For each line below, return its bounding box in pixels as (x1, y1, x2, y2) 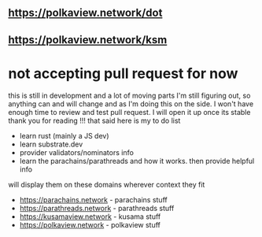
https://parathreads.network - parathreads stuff (19, 203, 175, 213)
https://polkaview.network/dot (8, 6, 163, 20)
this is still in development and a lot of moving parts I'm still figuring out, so (8, 91, 251, 100)
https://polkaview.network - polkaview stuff (19, 220, 161, 229)
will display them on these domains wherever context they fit (8, 180, 205, 189)
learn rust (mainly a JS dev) (19, 131, 109, 140)
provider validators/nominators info (19, 147, 134, 157)
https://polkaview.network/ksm (8, 33, 168, 46)
